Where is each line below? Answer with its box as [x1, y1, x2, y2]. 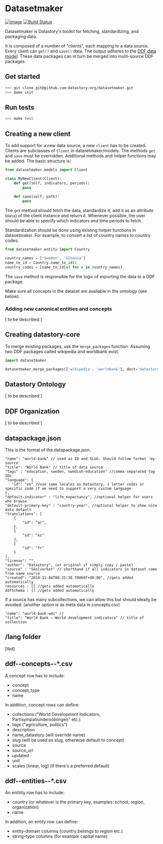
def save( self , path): [14, 194, 60, 199]
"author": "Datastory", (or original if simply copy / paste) [5, 562, 133, 567]
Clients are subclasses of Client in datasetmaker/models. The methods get [5, 148, 156, 153]
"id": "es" [22, 533, 45, 538]
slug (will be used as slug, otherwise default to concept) [12, 737, 125, 743]
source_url [12, 747, 33, 753]
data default [5, 507, 32, 512]
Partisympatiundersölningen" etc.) [12, 716, 81, 722]
